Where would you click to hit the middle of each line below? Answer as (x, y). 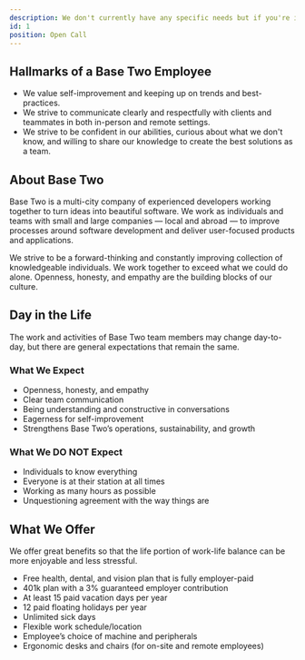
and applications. (42, 240)
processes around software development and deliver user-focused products (152, 231)
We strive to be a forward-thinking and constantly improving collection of (146, 258)
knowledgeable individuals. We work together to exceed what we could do (149, 267)
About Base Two (57, 179)
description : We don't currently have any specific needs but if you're (150, 18)
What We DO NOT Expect (66, 452)
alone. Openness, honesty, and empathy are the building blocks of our (141, 277)
